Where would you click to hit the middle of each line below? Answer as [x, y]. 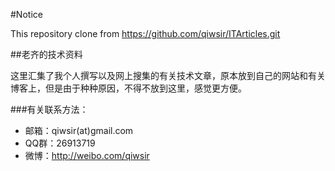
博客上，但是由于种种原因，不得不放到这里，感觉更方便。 [128, 88]
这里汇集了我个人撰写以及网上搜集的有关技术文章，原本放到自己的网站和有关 [168, 75]
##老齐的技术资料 [46, 54]
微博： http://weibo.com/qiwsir [87, 155]
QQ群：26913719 [60, 143]
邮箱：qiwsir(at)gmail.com [79, 130]
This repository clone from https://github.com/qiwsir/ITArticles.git [145, 33]
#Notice [26, 14]
